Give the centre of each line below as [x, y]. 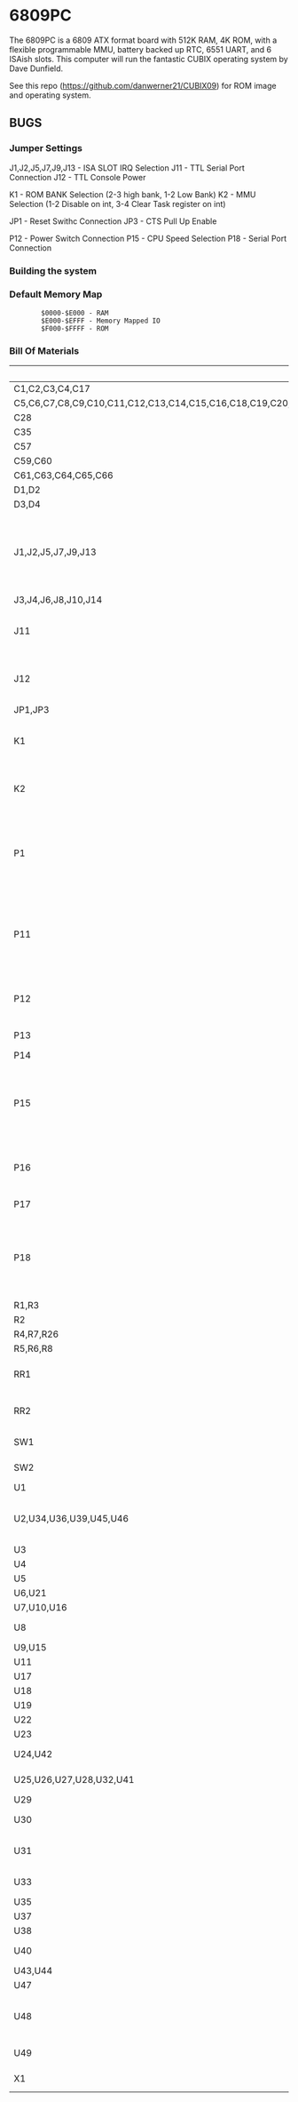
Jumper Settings [46, 148]
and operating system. [50, 95]
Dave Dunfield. [36, 68]
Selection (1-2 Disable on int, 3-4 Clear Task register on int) [118, 204]
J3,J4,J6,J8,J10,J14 [58, 600]
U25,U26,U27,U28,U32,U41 [74, 1780]
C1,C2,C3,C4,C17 [52, 389]
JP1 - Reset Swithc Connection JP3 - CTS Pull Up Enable [113, 221]
